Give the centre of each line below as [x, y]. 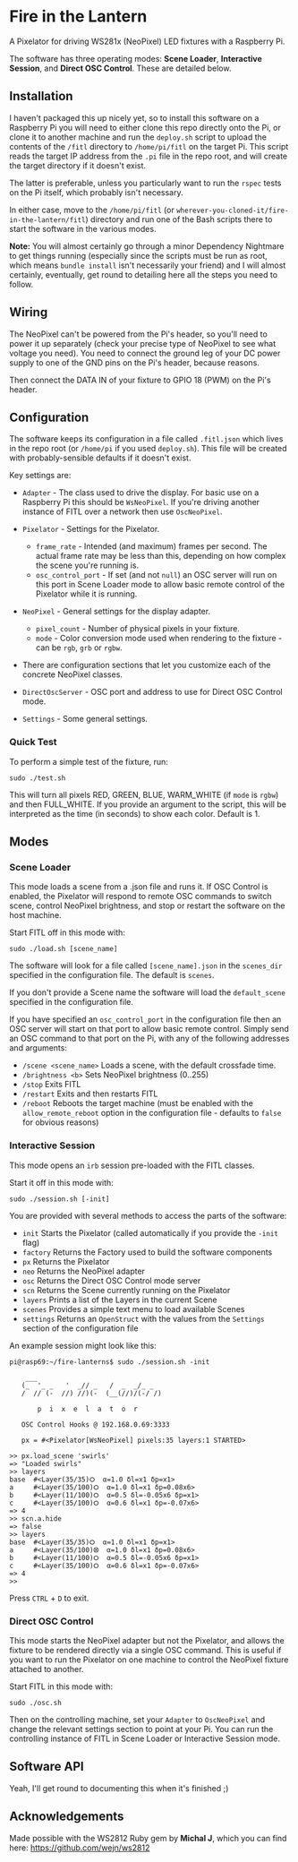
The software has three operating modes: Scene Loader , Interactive [136, 58]
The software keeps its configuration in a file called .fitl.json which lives [146, 439]
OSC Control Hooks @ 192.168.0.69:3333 [95, 1424]
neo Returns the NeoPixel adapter [84, 1271]
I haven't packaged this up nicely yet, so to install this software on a [134, 117]
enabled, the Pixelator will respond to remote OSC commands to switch [140, 897]
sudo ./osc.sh [36, 1703]
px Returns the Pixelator [66, 1261]
